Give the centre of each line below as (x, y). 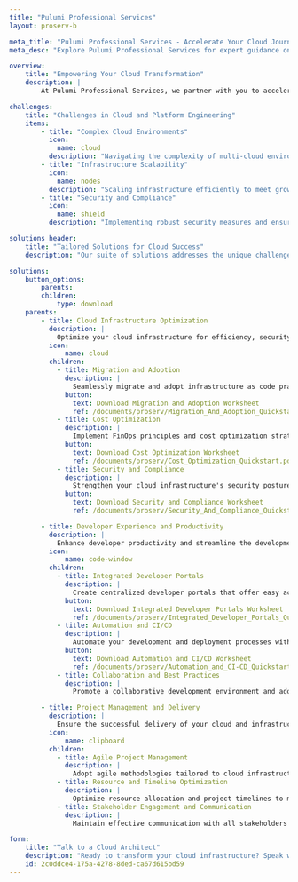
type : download (85, 304)
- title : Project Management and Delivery (121, 708)
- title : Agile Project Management (122, 757)
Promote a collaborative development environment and (174, 692)
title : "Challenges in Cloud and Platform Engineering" (131, 115)
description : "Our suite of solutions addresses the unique (138, 255)
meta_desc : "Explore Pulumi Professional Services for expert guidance (144, 50)
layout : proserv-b (43, 26)
